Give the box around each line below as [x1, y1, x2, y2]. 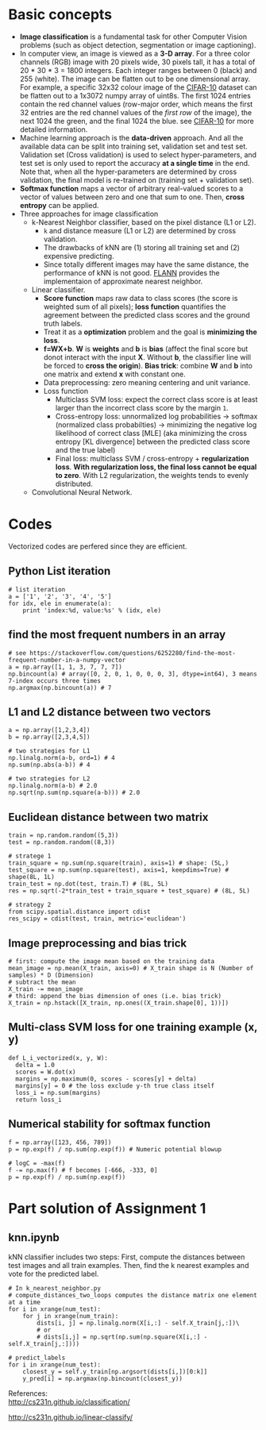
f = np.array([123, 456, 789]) [8, 1138, 112, 1147]
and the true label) [55, 445, 116, 454]
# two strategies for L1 [8, 747, 91, 755]
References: [8, 1388, 48, 1398]
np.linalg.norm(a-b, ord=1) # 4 [8, 754, 115, 762]
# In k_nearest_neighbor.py [8, 1284, 102, 1292]
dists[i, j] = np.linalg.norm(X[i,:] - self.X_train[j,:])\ [37, 1319, 240, 1327]
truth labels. [43, 318, 83, 328]
